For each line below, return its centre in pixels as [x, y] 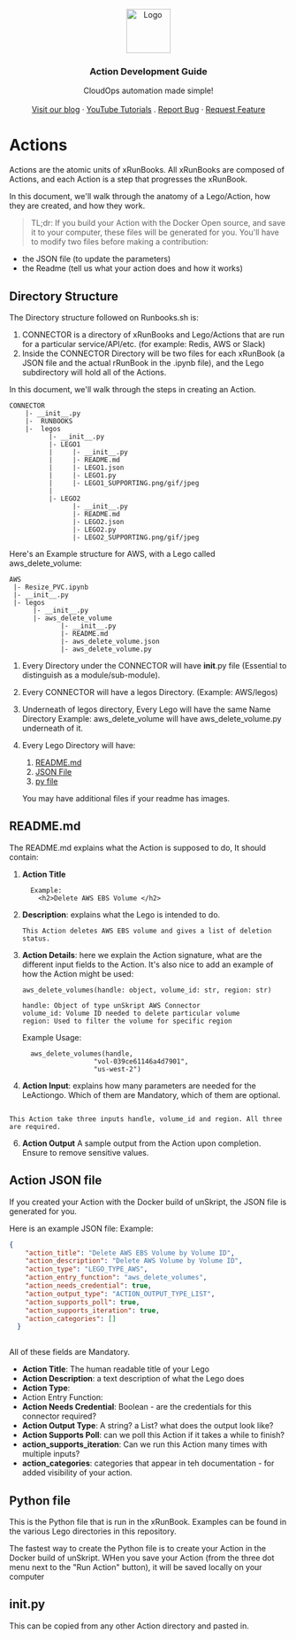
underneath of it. [53, 728]
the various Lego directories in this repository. [93, 1531]
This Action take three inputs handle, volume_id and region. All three [146, 1119]
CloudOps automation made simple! [148, 91]
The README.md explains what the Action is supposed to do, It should [138, 847]
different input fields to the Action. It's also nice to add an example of [148, 964]
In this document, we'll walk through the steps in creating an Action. [133, 390]
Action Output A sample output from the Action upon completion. [141, 1143]
